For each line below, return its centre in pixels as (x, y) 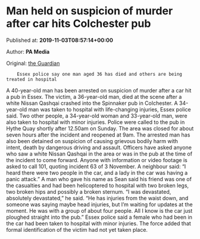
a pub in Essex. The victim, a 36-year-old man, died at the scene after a (94, 97)
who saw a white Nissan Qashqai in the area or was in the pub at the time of (99, 154)
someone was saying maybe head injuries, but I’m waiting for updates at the (99, 204)
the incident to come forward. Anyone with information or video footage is (97, 160)
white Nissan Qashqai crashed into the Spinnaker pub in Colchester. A (92, 103)
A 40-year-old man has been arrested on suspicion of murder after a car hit (99, 90)
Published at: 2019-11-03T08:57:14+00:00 (60, 40)
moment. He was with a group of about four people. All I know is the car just (99, 210)
